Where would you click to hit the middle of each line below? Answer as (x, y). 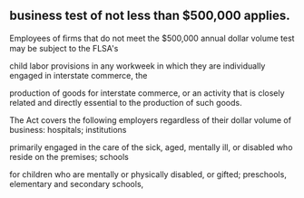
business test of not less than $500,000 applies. (150, 16)
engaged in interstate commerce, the (78, 75)
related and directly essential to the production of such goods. (126, 102)
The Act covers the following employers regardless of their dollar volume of (151, 120)
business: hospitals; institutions (68, 129)
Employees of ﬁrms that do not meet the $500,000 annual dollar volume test (152, 38)
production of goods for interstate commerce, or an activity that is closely (147, 93)
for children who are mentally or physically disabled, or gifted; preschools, (148, 174)
